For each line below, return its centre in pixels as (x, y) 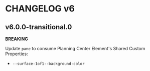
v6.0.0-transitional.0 (39, 27)
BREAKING (17, 39)
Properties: (17, 54)
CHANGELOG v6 (40, 9)
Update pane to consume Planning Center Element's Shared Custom (75, 48)
